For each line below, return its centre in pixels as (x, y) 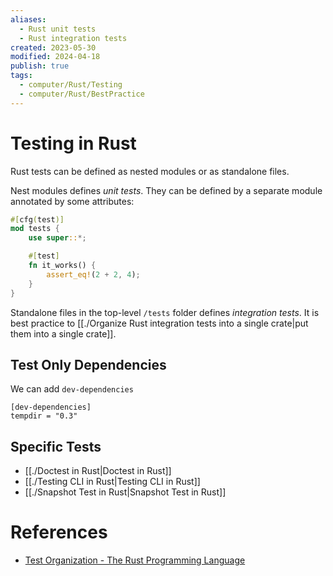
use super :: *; (57, 238)
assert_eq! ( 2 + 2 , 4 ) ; (93, 274)
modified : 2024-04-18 (55, 57)
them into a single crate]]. (63, 333)
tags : (21, 76)
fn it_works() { (62, 266)
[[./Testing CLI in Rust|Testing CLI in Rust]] (112, 482)
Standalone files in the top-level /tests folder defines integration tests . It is (165, 312)
